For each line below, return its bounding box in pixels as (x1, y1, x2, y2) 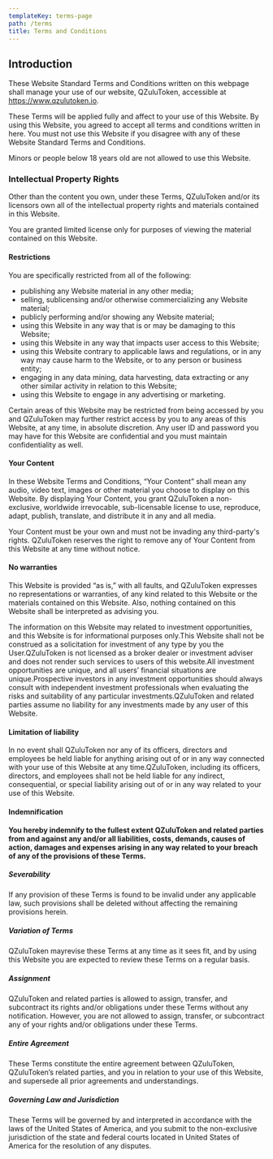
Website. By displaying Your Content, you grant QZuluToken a (8, 493, 215, 504)
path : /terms (8, 19, 53, 28)
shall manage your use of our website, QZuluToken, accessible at (8, 87, 227, 97)
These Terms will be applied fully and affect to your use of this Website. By (8, 111, 259, 122)
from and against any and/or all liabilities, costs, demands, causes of (8, 833, 245, 843)
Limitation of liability (8, 727, 80, 737)
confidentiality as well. (8, 439, 84, 449)
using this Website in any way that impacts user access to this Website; (19, 338, 260, 348)
